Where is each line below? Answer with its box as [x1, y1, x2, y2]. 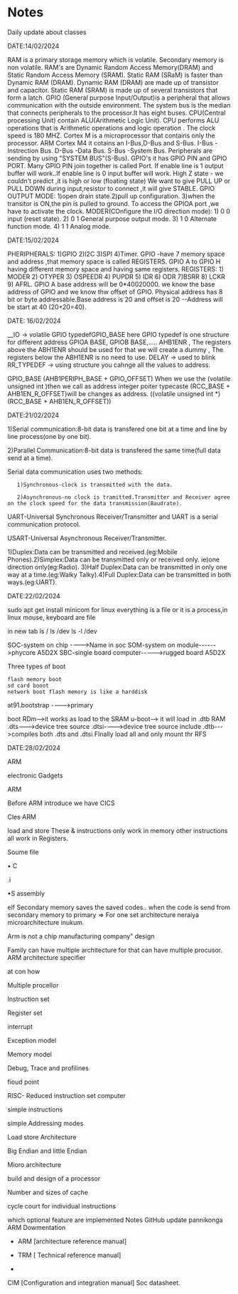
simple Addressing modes [7, 1119, 84, 1127]
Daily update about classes [7, 28, 87, 36]
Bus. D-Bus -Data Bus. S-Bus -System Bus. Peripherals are [40, 146, 213, 155]
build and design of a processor [7, 1174, 101, 1183]
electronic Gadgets [7, 771, 63, 780]
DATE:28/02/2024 [7, 743, 60, 752]
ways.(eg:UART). [7, 578, 58, 586]
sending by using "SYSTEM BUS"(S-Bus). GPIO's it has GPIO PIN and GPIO [7, 154, 227, 162]
